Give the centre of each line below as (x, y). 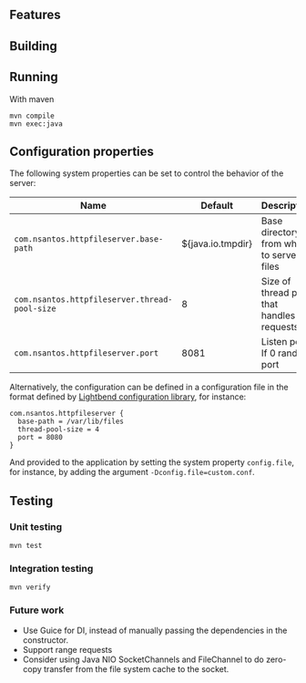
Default (217, 206)
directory (280, 233)
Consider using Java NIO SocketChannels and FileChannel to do (143, 659)
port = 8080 (41, 438)
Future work (37, 610)
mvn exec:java (36, 124)
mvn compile (32, 116)
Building (33, 46)
